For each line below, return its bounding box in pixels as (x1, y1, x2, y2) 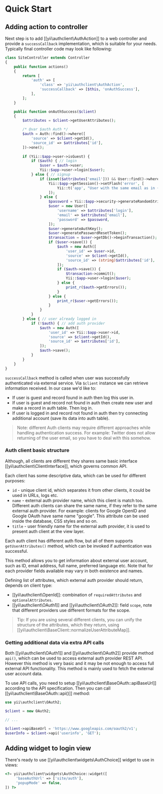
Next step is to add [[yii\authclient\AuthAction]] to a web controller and (5, 35, 147, 41)
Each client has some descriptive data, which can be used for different (5, 472, 147, 479)
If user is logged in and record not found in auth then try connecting (12, 410, 148, 416)
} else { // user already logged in (22, 316, 97, 321)
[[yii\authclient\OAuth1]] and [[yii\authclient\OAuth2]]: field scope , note (12, 602, 152, 608)
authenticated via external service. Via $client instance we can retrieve (5, 380, 148, 386)
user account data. (5, 671, 43, 677)
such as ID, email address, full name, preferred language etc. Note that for (5, 562, 153, 568)
